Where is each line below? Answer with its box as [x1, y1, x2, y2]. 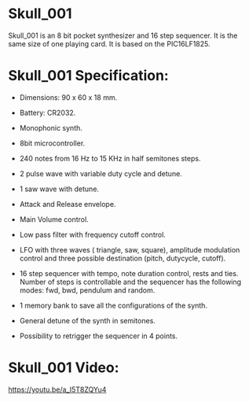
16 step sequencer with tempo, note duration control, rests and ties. [19, 268, 239, 278]
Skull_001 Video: [8, 359, 119, 377]
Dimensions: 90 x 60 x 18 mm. [19, 92, 118, 102]
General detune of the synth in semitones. [19, 315, 156, 325]
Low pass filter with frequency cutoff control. [19, 230, 167, 239]
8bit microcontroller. [19, 138, 86, 148]
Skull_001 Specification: [8, 67, 169, 85]
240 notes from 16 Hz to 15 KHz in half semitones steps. [19, 153, 201, 163]
